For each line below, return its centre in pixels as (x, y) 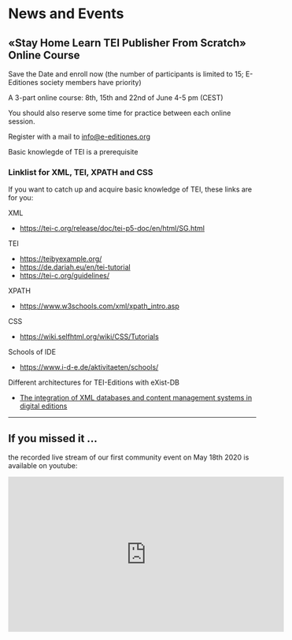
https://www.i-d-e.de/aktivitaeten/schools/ (89, 367)
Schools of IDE (32, 352)
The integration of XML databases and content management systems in (136, 398)
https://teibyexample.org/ (61, 259)
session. (22, 121)
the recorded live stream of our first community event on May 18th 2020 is (129, 457)
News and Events (66, 14)
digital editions (43, 406)
